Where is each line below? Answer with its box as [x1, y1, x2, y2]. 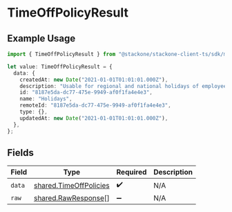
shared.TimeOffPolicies [33, 180, 110, 190]
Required [116, 168, 147, 177]
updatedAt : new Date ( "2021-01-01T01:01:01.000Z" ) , [19, 114, 168, 122]
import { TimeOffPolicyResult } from [7, 51, 116, 58]
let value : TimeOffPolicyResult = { [7, 63, 113, 70]
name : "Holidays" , [19, 96, 72, 103]
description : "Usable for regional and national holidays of [19, 82, 199, 89]
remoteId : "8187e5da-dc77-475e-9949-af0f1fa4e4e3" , [19, 102, 171, 109]
